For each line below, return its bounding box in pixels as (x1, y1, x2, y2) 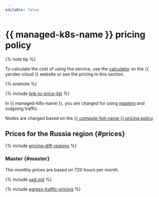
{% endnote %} (5, 80, 37, 86)
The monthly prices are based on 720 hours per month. (5, 166, 119, 172)
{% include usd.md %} (5, 176, 52, 182)
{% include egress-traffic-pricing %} (5, 186, 81, 192)
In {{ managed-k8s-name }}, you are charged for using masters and (5, 100, 145, 106)
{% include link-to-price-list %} (5, 90, 70, 96)
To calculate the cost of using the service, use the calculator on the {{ (5, 65, 149, 71)
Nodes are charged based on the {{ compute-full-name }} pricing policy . (5, 115, 154, 121)
